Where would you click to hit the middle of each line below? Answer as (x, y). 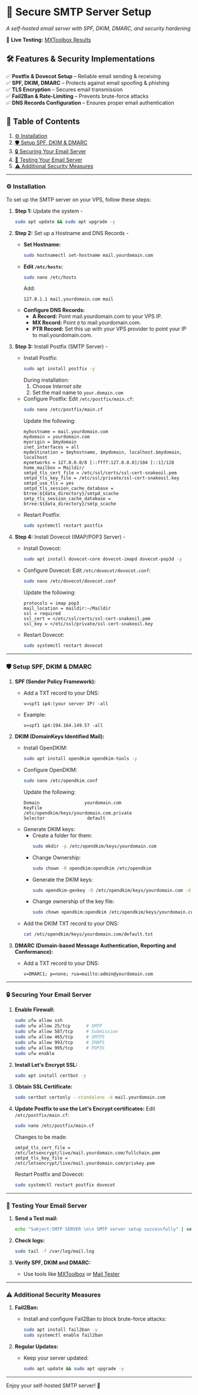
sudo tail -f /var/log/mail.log (54, 1251)
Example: (34, 715)
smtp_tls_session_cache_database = (67, 499)
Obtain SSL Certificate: (43, 1087)
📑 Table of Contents (43, 122)
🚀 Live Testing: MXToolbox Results (49, 39)
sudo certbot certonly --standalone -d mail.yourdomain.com (90, 1098)
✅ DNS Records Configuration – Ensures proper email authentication (90, 103)
